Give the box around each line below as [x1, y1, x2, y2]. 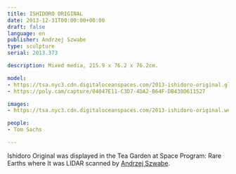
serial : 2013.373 [7, 50, 58, 57]
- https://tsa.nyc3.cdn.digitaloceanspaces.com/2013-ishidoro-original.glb [7, 81, 234, 88]
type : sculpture [7, 43, 55, 50]
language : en [7, 29, 46, 37]
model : [7, 74, 27, 81]
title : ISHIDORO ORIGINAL [7, 10, 83, 18]
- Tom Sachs [7, 126, 42, 133]
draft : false [7, 23, 46, 30]
